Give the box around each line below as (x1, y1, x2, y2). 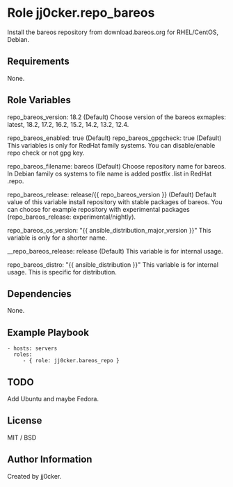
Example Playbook (7, 326, 89, 339)
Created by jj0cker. (7, 472, 62, 480)
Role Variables (7, 94, 71, 106)
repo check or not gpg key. (7, 148, 85, 157)
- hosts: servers (7, 345, 58, 353)
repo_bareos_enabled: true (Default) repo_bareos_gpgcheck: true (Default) (7, 134, 222, 142)
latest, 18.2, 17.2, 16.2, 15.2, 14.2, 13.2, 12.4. (7, 120, 129, 128)
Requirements (7, 56, 70, 68)
